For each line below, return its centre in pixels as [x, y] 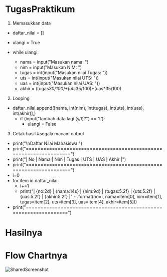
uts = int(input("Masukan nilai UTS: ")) [59, 78]
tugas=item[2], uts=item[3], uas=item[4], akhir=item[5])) [78, 202]
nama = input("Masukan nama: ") [54, 62]
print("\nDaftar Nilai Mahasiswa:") [47, 143]
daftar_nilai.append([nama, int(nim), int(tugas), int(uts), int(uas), [78, 108]
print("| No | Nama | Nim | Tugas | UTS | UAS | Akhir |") [69, 159]
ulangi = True [26, 42]
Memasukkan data [32, 23]
